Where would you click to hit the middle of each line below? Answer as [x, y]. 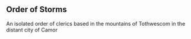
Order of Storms [36, 10]
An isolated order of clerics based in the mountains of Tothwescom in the [96, 23]
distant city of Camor [32, 30]
